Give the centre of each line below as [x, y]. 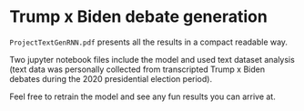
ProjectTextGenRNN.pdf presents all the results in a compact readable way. [149, 42]
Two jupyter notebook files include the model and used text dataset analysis [152, 59]
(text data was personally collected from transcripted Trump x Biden [137, 69]
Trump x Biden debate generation [139, 17]
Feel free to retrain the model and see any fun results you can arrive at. [142, 96]
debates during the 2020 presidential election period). [111, 78]
